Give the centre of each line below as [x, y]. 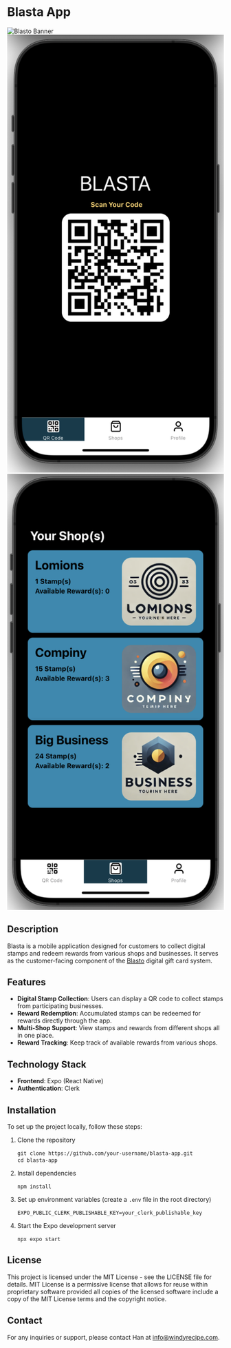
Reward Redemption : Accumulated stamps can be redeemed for [109, 1014]
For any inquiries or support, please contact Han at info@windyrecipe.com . [113, 1337]
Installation [32, 1110]
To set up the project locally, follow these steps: [75, 1127]
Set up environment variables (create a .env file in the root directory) [114, 1200]
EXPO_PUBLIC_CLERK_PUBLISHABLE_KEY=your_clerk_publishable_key [110, 1213]
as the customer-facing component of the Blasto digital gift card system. [110, 960]
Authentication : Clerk [48, 1088]
